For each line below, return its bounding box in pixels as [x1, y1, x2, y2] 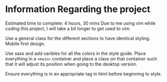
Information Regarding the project [5, 4, 150, 15]
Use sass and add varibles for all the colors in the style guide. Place [5, 50, 146, 56]
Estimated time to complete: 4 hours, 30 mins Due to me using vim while [5, 20, 156, 26]
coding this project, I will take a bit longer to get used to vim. [5, 25, 131, 31]
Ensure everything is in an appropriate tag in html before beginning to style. [5, 70, 162, 76]
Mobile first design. [5, 40, 45, 46]
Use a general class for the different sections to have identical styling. [5, 35, 150, 41]
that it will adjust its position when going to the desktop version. [5, 61, 138, 67]
